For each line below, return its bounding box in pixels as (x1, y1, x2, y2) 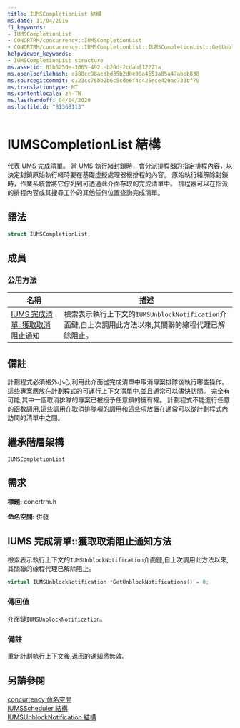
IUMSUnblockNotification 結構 (7, 712, 96, 722)
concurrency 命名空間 (7, 694, 72, 704)
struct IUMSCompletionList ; (7, 230, 91, 238)
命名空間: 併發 (7, 512, 49, 521)
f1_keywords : (7, 24, 46, 31)
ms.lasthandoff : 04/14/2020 (7, 97, 91, 104)
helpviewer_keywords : (7, 51, 72, 58)
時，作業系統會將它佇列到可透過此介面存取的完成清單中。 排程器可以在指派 (7, 179, 229, 188)
